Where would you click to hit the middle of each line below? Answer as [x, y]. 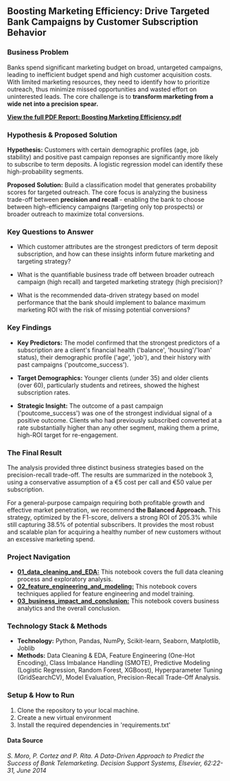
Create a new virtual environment [64, 717]
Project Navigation [39, 557]
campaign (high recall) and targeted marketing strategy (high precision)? [120, 282]
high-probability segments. [45, 172]
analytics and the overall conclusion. [69, 608]
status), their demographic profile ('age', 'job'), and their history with [114, 357]
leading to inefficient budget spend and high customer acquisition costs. [110, 74]
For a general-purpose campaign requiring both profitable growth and [106, 502]
